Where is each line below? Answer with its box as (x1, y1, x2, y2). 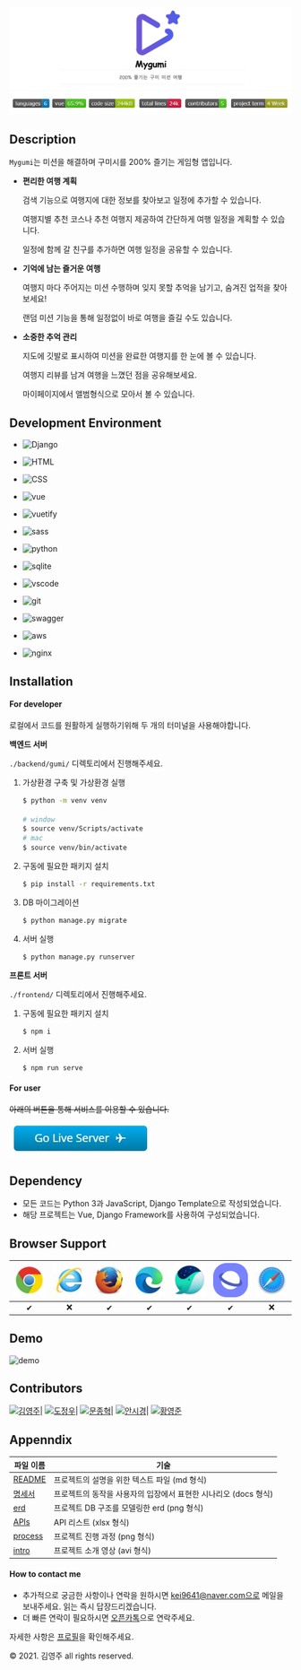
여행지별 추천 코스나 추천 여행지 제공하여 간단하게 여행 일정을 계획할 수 (21, 213, 269, 225)
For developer (9, 699, 63, 709)
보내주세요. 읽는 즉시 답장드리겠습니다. (21, 1601, 157, 1612)
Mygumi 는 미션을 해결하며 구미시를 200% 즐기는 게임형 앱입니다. (9, 157, 233, 168)
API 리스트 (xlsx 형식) (53, 1517, 130, 1527)
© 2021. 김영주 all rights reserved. (9, 1650, 134, 1661)
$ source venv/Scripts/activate (21, 824, 143, 833)
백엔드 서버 (9, 738, 47, 750)
